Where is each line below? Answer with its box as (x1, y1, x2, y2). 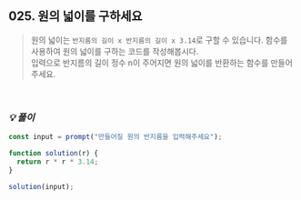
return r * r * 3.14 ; (16, 157, 99, 166)
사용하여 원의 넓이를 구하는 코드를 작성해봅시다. (30, 45, 199, 56)
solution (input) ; (8, 182, 75, 191)
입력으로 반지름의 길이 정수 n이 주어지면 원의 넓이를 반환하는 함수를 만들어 (30, 57, 293, 68)
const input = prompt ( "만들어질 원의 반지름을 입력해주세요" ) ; (8, 133, 223, 142)
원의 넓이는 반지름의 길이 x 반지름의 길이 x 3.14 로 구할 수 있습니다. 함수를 (30, 35, 288, 45)
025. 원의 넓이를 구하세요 (8, 8, 143, 25)
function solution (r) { (8, 148, 99, 157)
